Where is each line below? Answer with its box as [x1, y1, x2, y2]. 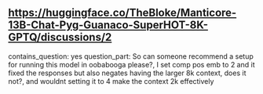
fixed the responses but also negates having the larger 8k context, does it [8, 68, 247, 78]
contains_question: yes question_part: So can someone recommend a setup [8, 51, 254, 61]
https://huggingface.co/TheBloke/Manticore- [8, 6, 237, 20]
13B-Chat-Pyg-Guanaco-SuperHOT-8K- [8, 19, 208, 32]
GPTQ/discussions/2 [8, 31, 112, 44]
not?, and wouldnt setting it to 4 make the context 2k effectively [8, 76, 214, 85]
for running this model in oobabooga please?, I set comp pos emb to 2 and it [8, 60, 255, 69]
